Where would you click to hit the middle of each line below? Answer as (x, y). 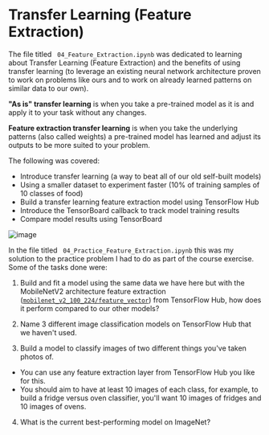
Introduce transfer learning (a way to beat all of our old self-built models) (141, 176)
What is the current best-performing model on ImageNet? (115, 422)
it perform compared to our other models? (90, 308)
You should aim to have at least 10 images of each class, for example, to (139, 389)
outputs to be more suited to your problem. (79, 145)
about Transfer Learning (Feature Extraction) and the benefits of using (124, 63)
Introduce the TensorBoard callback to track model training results (130, 210)
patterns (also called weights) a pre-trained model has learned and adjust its (134, 136)
